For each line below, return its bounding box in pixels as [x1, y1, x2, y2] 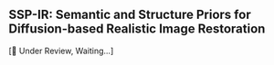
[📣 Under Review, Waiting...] [8, 45, 114, 56]
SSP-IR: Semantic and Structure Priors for [8, 7, 252, 23]
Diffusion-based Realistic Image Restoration [8, 22, 266, 37]
